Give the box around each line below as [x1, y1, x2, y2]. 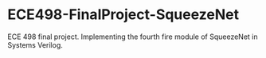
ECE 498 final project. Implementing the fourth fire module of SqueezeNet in [7, 32, 258, 41]
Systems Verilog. [7, 40, 63, 49]
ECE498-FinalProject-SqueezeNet [7, 6, 240, 24]
